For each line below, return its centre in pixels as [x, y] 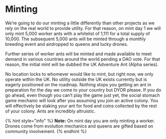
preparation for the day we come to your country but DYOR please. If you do [83, 90]
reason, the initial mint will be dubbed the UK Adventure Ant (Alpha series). [82, 64]
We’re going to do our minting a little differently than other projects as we [80, 23]
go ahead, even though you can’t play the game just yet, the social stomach [83, 95]
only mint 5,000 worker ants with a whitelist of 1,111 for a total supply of [78, 33]
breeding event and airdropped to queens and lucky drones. [67, 44]
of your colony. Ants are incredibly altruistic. [50, 111]
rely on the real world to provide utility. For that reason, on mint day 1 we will [83, 28]
